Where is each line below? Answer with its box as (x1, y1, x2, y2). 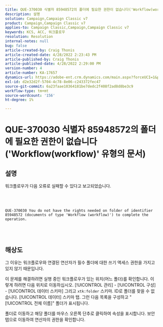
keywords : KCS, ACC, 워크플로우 (5, 30, 65, 34)
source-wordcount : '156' (5, 93, 55, 98)
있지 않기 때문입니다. (5, 265, 44, 271)
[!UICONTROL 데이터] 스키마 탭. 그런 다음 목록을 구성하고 (19, 294, 129, 300)
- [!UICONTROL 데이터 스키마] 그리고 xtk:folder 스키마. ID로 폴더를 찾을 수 (5, 288, 150, 294)
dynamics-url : (5, 75, 34, 80)
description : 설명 (5, 12, 40, 17)
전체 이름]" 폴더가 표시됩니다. (33, 300, 90, 306)
